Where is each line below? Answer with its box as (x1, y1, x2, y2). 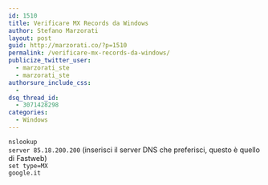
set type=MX (8, 162, 48, 170)
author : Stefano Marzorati (8, 26, 99, 34)
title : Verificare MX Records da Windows (8, 19, 149, 27)
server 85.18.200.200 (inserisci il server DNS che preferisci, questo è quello (8, 145, 261, 155)
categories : (8, 109, 48, 117)
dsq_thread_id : (8, 94, 59, 102)
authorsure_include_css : (8, 78, 91, 86)
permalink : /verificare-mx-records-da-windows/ (8, 49, 171, 57)
